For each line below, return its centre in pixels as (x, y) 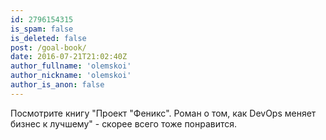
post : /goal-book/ (48, 47)
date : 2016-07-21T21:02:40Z (69, 57)
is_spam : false (42, 29)
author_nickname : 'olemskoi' (71, 76)
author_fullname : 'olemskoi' (71, 66)
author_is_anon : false (57, 85)
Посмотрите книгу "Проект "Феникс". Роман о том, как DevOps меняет (163, 113)
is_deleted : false (48, 38)
